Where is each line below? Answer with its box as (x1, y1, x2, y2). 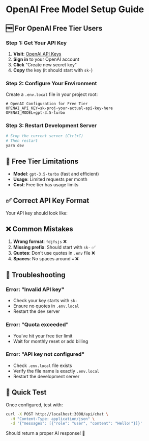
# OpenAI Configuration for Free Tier (6, 101, 88, 107)
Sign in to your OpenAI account (13, 56, 79, 62)
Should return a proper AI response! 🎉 (6, 430, 85, 436)
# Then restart (6, 138, 38, 143)
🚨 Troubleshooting (6, 271, 66, 279)
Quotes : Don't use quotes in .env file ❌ (13, 250, 96, 256)
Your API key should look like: (6, 210, 68, 216)
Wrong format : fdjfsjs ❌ (13, 238, 67, 244)
